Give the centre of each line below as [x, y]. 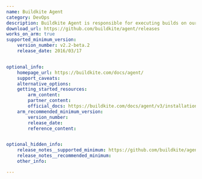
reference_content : [52, 129]
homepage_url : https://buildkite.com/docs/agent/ [81, 73]
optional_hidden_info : [35, 145]
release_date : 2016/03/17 [50, 51]
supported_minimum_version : [41, 40]
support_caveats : [39, 78]
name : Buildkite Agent [35, 12]
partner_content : [49, 101]
